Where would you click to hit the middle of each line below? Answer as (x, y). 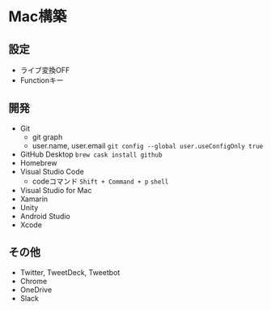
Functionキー (42, 80)
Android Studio (45, 216)
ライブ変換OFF (45, 70)
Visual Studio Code (52, 171)
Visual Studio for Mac (56, 190)
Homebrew (38, 162)
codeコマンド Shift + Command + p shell (100, 181)
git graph (47, 137)
